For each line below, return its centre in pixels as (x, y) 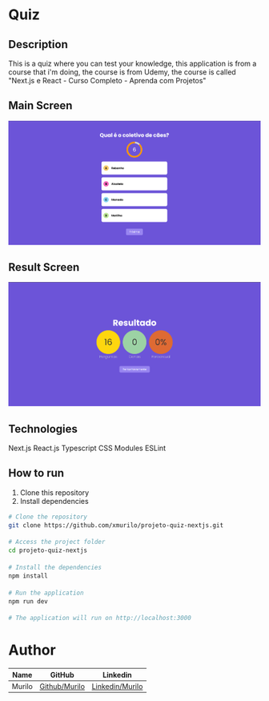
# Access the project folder (57, 542)
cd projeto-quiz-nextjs (48, 550)
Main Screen (40, 106)
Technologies (43, 429)
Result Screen (44, 267)
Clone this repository (54, 492)
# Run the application (46, 593)
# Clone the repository (48, 517)
